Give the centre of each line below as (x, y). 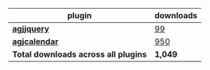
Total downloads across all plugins (80, 54)
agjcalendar (35, 41)
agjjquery (31, 29)
